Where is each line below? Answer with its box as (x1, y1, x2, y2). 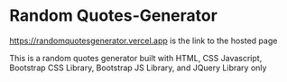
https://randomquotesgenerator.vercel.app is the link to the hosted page (9, 35, 278, 46)
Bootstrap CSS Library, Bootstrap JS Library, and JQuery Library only (9, 62, 267, 73)
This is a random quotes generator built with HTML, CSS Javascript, (9, 52, 263, 63)
